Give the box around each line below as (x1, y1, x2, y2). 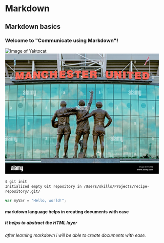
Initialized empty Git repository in (5, 184, 82, 189)
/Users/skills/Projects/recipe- (83, 184, 150, 189)
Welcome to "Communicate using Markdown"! (5, 37, 119, 44)
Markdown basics (5, 22, 61, 31)
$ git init (5, 179, 27, 184)
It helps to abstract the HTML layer (5, 220, 77, 226)
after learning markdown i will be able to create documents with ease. (5, 232, 146, 238)
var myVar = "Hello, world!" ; (5, 198, 67, 203)
